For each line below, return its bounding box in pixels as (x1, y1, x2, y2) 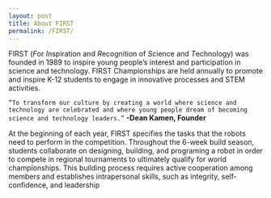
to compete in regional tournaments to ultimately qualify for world (8, 154, 227, 164)
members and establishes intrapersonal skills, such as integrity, (8, 171, 220, 182)
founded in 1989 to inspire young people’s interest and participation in (8, 57, 241, 67)
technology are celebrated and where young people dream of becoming (8, 106, 248, 114)
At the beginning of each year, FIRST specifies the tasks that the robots (8, 128, 247, 138)
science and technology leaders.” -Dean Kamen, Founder (8, 113, 206, 123)
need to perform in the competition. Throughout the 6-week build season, (8, 137, 255, 147)
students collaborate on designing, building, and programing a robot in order (8, 146, 263, 156)
